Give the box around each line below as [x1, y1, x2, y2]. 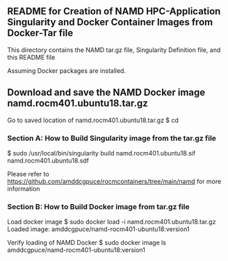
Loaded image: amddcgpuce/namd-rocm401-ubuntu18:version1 [7, 225, 190, 233]
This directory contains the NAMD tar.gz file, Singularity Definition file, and [7, 45, 221, 54]
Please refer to [7, 169, 50, 178]
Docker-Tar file [7, 27, 74, 39]
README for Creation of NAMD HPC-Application [7, 6, 221, 17]
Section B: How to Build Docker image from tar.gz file [7, 201, 190, 211]
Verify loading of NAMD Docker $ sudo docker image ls [7, 239, 167, 247]
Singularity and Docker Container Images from [7, 17, 213, 28]
